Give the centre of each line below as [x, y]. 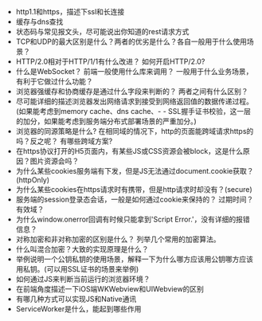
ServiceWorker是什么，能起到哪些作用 [78, 309]
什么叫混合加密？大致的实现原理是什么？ [82, 249]
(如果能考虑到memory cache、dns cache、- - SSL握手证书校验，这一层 [133, 111]
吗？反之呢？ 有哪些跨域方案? [64, 141]
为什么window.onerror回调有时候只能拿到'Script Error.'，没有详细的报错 [133, 219]
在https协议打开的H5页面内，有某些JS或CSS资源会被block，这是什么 [129, 151]
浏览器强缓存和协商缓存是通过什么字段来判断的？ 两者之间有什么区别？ [132, 91]
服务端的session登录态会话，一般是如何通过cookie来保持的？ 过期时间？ [135, 199]
